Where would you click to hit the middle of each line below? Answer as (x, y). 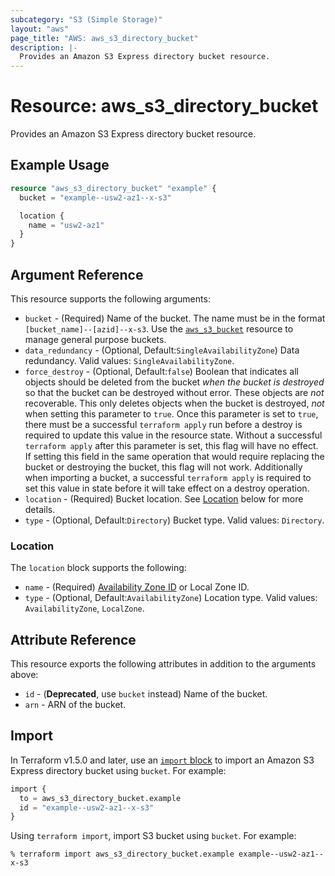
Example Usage (60, 165)
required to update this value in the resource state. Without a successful (173, 435)
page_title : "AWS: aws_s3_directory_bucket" (104, 38)
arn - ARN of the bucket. (75, 705)
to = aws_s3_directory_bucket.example (100, 798)
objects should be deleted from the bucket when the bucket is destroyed (174, 382)
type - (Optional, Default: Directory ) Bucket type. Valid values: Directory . (174, 520)
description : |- (44, 47)
